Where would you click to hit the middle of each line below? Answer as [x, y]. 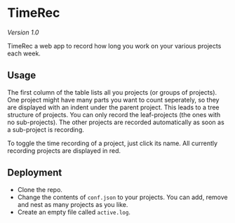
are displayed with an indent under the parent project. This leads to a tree [113, 107]
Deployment [35, 173]
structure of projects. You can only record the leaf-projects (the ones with [114, 114]
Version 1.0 [23, 32]
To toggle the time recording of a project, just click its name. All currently [113, 143]
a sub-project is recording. [46, 129]
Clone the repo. [40, 189]
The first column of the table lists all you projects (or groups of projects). [112, 92]
